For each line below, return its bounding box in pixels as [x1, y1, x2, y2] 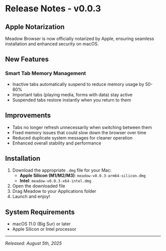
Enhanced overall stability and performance [12, 140, 101, 146]
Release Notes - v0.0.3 [5, 3, 101, 14]
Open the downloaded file [12, 183, 65, 189]
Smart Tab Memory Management [5, 70, 86, 77]
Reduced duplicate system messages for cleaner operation [12, 135, 133, 141]
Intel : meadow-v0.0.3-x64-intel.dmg [19, 178, 91, 184]
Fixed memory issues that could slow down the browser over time [12, 129, 147, 136]
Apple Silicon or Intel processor [12, 226, 77, 232]
